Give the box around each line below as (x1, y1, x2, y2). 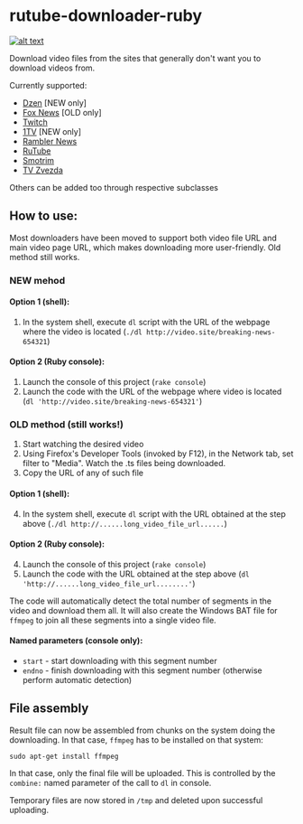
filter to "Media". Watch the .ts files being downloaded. (22, 458, 226, 469)
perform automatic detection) (22, 674, 133, 685)
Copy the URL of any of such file (22, 467, 144, 479)
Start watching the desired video (22, 439, 144, 450)
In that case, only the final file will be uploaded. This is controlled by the (9, 767, 276, 778)
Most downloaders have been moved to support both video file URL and (9, 232, 278, 243)
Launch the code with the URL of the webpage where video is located (22, 386, 282, 398)
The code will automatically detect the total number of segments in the (9, 595, 272, 606)
